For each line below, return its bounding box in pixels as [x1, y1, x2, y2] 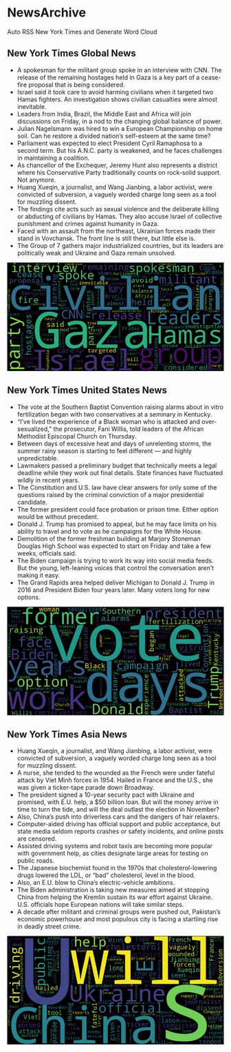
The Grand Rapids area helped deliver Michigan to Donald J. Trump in [16, 578, 215, 587]
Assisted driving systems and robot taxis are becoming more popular [16, 842, 213, 850]
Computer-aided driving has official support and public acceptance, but [16, 820, 221, 828]
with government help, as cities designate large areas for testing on [16, 849, 208, 858]
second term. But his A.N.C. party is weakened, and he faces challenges [16, 146, 222, 154]
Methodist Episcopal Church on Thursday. [16, 432, 137, 440]
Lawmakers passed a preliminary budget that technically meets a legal [16, 461, 217, 470]
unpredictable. [16, 454, 58, 462]
